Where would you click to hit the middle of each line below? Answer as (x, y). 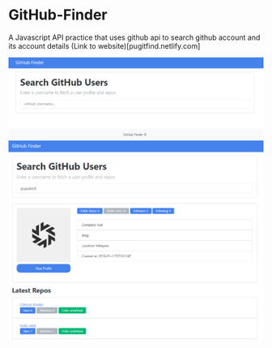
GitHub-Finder (58, 15)
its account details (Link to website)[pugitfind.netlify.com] (104, 45)
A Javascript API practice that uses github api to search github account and (134, 37)
